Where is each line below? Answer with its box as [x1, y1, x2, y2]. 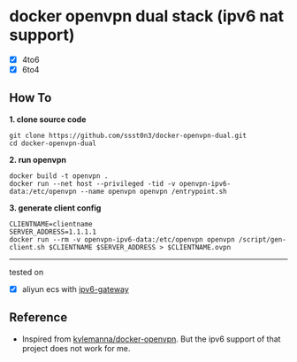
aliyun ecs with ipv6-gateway [21, 283, 130, 294]
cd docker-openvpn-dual [9, 139, 97, 148]
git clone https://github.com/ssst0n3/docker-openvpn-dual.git [9, 131, 247, 140]
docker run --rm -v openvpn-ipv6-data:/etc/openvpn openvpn [9, 235, 236, 244]
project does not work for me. [21, 343, 131, 353]
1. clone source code [9, 113, 87, 125]
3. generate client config [9, 202, 102, 213]
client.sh [9, 243, 46, 251]
